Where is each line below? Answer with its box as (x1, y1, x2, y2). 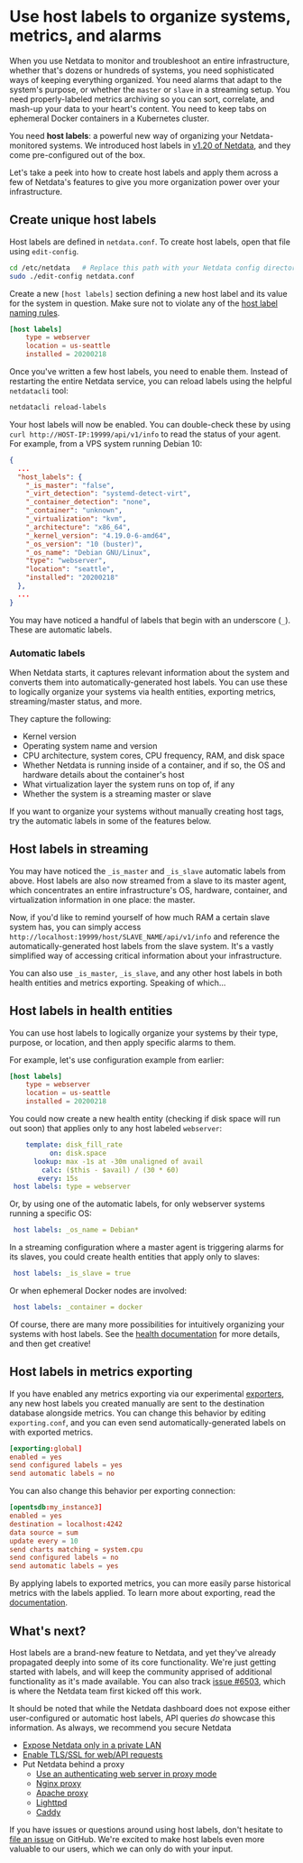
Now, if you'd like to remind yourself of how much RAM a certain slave (9, 911, 271, 922)
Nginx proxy (35, 1778, 82, 1789)
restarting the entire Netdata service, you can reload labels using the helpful (9, 376, 292, 386)
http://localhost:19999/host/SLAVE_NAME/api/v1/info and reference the (9, 931, 280, 942)
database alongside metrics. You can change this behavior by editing (9, 1407, 266, 1418)
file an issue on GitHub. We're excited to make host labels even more (9, 1834, 265, 1845)
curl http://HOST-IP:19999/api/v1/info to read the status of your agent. (9, 429, 281, 439)
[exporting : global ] (9, 1443, 83, 1453)
